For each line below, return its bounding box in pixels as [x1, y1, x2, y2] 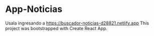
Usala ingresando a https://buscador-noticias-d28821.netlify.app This [5, 20, 149, 26]
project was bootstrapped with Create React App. [5, 25, 108, 31]
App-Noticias [5, 3, 63, 15]
